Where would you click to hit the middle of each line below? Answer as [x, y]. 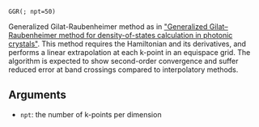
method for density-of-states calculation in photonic [146, 35]
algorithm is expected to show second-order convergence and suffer [123, 61]
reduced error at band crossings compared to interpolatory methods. [123, 70]
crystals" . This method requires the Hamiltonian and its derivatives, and [127, 44]
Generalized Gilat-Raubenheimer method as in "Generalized [108, 27]
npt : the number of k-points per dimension [91, 114]
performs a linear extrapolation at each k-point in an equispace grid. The [129, 52]
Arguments [38, 95]
